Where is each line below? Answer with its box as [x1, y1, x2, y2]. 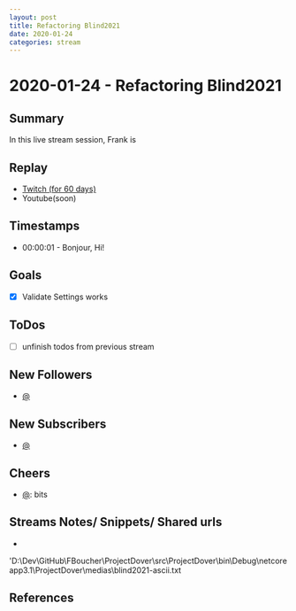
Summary [9, 111, 65, 126]
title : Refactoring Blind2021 [9, 21, 121, 30]
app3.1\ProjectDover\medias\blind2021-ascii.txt [9, 564, 182, 576]
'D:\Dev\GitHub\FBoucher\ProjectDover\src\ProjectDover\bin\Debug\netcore [9, 555, 287, 566]
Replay [9, 160, 49, 175]
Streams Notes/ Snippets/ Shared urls [9, 514, 223, 530]
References [9, 591, 74, 606]
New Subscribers [9, 416, 107, 431]
